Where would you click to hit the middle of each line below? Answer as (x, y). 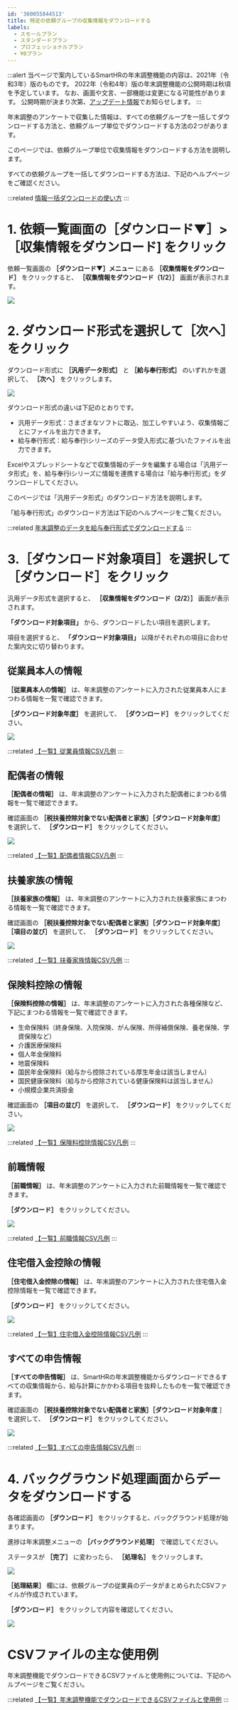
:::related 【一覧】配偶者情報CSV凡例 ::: (65, 856)
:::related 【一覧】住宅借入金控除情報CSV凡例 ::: (78, 1333)
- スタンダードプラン (41, 41)
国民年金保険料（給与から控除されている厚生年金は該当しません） (114, 1072)
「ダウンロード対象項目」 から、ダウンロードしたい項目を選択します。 (111, 622)
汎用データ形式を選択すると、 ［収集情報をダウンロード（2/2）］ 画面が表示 (118, 598)
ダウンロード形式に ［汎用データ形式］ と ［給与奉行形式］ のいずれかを (114, 370)
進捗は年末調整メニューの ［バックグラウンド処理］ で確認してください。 (115, 1542)
